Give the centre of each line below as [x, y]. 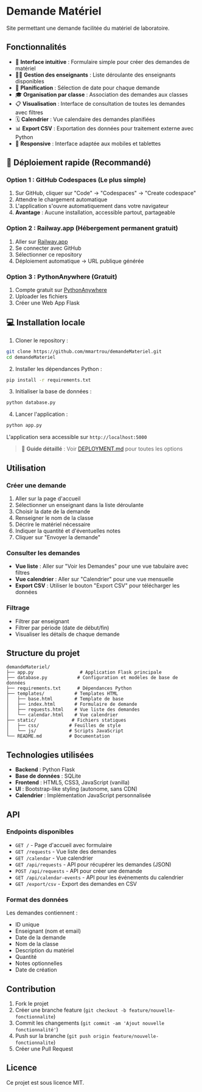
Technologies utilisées [50, 755]
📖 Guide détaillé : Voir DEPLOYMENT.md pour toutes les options [102, 449]
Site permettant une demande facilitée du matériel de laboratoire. [88, 28]
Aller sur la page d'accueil [48, 498]
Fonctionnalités [37, 47]
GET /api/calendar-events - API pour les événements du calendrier [99, 877]
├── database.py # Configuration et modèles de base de [92, 678]
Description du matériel [44, 950]
